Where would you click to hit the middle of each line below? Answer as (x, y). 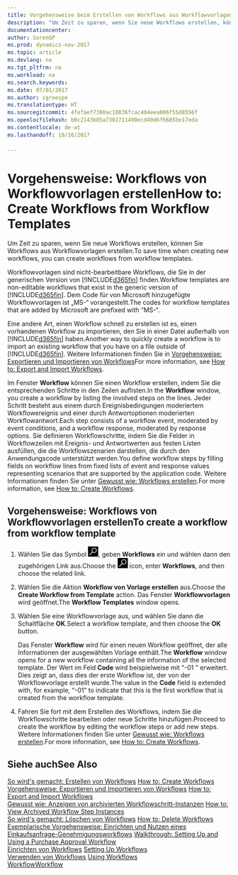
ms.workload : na (31, 75)
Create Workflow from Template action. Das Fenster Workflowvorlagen (124, 595)
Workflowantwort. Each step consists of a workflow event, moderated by (113, 421)
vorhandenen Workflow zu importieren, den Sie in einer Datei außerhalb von (118, 331)
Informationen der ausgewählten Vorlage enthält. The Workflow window (123, 653)
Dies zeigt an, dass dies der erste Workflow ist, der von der (104, 675)
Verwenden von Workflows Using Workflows (73, 857)
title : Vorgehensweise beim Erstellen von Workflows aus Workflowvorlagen (120, 15)
